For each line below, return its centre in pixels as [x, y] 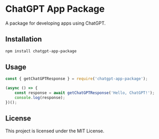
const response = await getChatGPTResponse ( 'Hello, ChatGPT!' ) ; [85, 93]
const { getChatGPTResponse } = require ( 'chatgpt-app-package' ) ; [76, 79]
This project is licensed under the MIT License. [55, 131]
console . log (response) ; [40, 98]
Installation [24, 39]
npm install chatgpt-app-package [41, 51]
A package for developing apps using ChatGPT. [56, 23]
